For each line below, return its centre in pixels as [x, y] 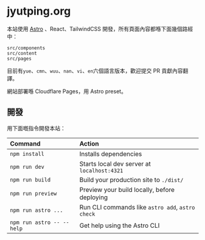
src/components [26, 48]
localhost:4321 [101, 171]
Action [89, 143]
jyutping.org [39, 11]
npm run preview [33, 193]
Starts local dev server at [115, 164]
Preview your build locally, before [127, 189]
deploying [94, 197]
